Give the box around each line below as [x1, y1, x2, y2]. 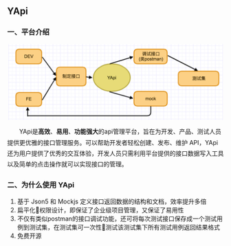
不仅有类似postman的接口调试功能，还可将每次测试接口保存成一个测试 [16, 214, 217, 223]
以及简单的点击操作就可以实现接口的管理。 [7, 160, 128, 168]
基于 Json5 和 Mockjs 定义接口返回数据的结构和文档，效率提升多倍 [16, 197, 207, 205]
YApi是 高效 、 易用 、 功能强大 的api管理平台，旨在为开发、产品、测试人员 [19, 127, 221, 136]
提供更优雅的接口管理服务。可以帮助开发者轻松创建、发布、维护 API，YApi [7, 138, 219, 146]
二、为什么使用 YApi [7, 180, 75, 190]
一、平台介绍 [7, 27, 50, 37]
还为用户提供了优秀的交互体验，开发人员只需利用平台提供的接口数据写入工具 [7, 149, 224, 157]
